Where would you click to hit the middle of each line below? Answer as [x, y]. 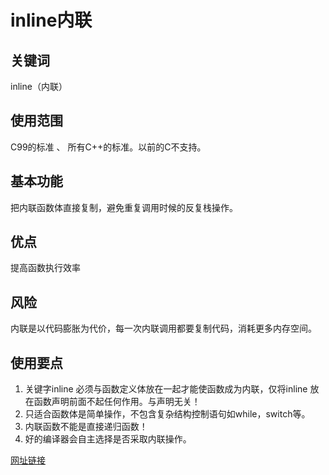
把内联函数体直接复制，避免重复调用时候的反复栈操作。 [124, 207]
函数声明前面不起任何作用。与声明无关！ [117, 402]
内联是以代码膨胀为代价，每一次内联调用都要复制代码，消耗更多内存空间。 [163, 328]
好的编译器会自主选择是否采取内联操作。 [108, 439]
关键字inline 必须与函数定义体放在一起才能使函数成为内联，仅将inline [166, 389]
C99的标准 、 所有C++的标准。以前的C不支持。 [108, 147]
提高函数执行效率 [45, 268]
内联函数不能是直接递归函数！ [86, 427]
